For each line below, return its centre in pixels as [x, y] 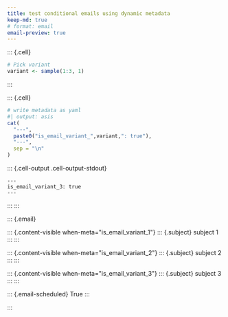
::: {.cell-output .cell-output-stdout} [57, 168]
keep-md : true [27, 20]
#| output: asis [30, 117]
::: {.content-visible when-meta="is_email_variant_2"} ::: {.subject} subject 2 [114, 253]
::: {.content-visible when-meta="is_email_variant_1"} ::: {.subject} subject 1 [113, 232]
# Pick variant [29, 65]
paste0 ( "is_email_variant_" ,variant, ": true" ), [83, 136]
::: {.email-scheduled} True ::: [49, 294]
